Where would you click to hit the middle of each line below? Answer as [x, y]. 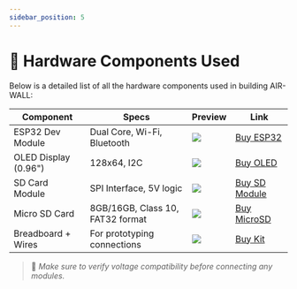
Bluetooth [110, 142]
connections [115, 244]
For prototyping [122, 233]
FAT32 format [118, 219]
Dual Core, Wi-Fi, [126, 132]
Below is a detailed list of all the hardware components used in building [138, 86]
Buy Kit [250, 239]
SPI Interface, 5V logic [136, 188]
